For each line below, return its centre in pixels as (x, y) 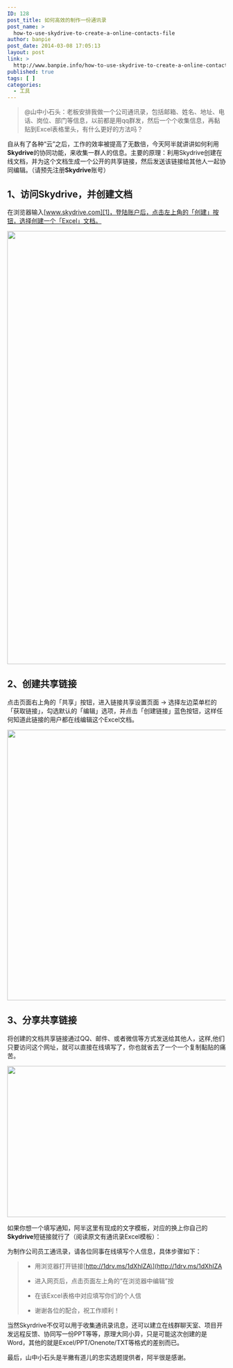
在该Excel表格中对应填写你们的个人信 (88, 1295)
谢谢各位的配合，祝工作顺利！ (77, 1310)
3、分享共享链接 (42, 1020)
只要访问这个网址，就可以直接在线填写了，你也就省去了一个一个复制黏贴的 (113, 1047)
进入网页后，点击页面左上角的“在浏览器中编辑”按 (104, 1280)
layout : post (26, 53)
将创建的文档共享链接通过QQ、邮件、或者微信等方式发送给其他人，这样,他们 (116, 1038)
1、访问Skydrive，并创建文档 (70, 194)
